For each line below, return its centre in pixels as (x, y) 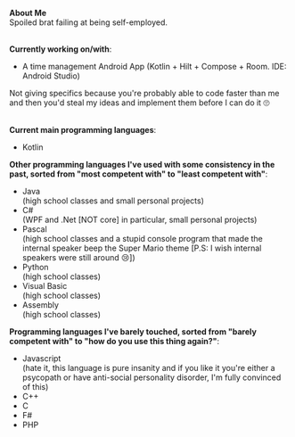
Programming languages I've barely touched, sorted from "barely (133, 332)
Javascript (41, 359)
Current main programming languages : (83, 130)
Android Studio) (51, 76)
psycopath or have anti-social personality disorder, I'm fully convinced (152, 377)
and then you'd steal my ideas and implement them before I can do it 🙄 (139, 103)
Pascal (34, 229)
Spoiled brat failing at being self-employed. (88, 22)
